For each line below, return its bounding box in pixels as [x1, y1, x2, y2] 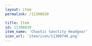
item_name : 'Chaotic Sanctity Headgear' [5, 30, 89, 34]
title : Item [5, 20, 29, 25]
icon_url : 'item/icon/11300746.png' [5, 34, 79, 39]
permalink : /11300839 [5, 12, 49, 16]
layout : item [5, 7, 32, 12]
